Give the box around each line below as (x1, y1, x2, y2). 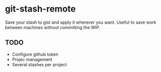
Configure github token (12, 51, 59, 57)
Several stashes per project (12, 61, 67, 67)
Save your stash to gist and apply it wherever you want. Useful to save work (5, 19, 156, 25)
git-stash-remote (5, 3, 76, 14)
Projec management (12, 57, 52, 62)
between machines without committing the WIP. (5, 24, 101, 30)
